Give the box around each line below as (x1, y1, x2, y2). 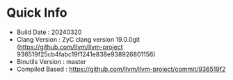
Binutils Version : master (16, 57, 86, 65)
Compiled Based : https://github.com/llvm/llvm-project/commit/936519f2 (16, 65, 226, 73)
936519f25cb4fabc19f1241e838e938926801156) (16, 50, 156, 58)
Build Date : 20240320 (16, 28, 82, 36)
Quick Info (6, 5, 67, 21)
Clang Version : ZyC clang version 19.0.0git (16, 35, 140, 43)
